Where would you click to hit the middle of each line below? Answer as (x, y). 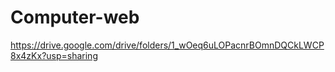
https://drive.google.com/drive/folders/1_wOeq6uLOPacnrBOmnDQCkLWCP (167, 45)
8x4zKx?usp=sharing (54, 55)
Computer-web (75, 17)
